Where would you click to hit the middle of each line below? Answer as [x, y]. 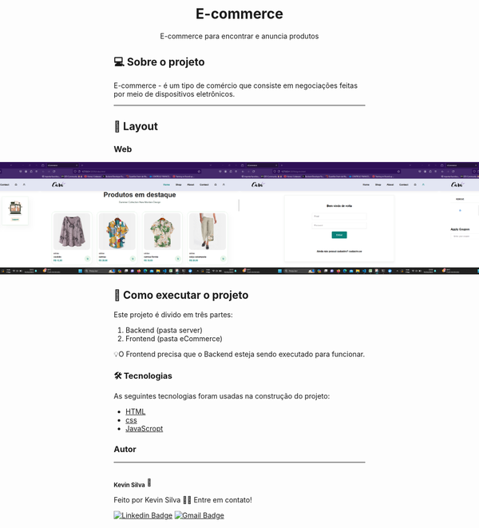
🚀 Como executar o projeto [181, 295]
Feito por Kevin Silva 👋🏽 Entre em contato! [183, 500]
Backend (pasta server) [164, 330]
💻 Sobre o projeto [159, 62]
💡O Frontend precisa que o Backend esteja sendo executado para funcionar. [239, 354]
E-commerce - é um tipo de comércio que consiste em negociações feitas [236, 85]
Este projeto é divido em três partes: [173, 314]
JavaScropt [144, 429]
